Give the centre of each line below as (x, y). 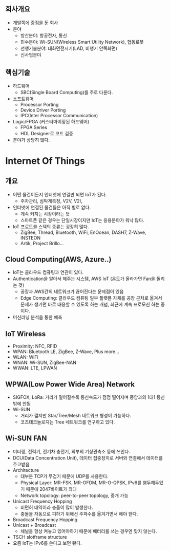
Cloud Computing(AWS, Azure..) (58, 259)
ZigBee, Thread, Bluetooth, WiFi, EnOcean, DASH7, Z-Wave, (83, 232)
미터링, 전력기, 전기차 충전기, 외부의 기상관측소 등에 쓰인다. (71, 451)
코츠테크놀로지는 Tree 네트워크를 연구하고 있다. (68, 422)
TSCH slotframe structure (40, 537)
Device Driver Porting (43, 110)
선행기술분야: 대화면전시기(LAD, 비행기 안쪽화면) (69, 48)
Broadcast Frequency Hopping (45, 519)
